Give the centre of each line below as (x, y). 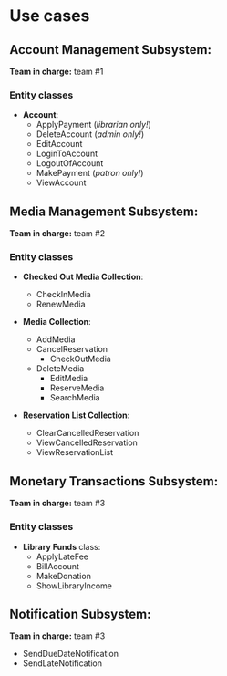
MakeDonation (63, 576)
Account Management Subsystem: (111, 50)
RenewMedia (61, 304)
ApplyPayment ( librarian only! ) (94, 125)
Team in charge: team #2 (57, 234)
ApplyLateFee (62, 556)
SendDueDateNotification (71, 654)
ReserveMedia (77, 388)
